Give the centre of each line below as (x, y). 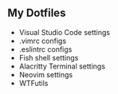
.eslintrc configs (45, 49)
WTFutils (33, 83)
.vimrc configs (43, 41)
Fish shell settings (49, 57)
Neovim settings (46, 74)
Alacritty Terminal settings (62, 66)
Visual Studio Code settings (65, 32)
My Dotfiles (37, 13)
